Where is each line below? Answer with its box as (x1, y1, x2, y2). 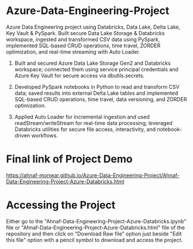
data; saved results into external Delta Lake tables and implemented (14, 89, 178, 96)
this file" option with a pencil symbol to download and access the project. (6, 236, 183, 243)
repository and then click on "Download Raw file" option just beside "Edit (6, 230, 182, 237)
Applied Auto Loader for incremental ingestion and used (14, 113, 150, 120)
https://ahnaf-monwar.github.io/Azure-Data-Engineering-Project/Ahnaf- (6, 171, 180, 179)
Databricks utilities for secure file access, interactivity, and (14, 126, 156, 133)
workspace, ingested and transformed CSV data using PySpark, (6, 36, 160, 43)
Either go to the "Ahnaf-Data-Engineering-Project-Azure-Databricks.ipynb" (6, 217, 187, 224)
